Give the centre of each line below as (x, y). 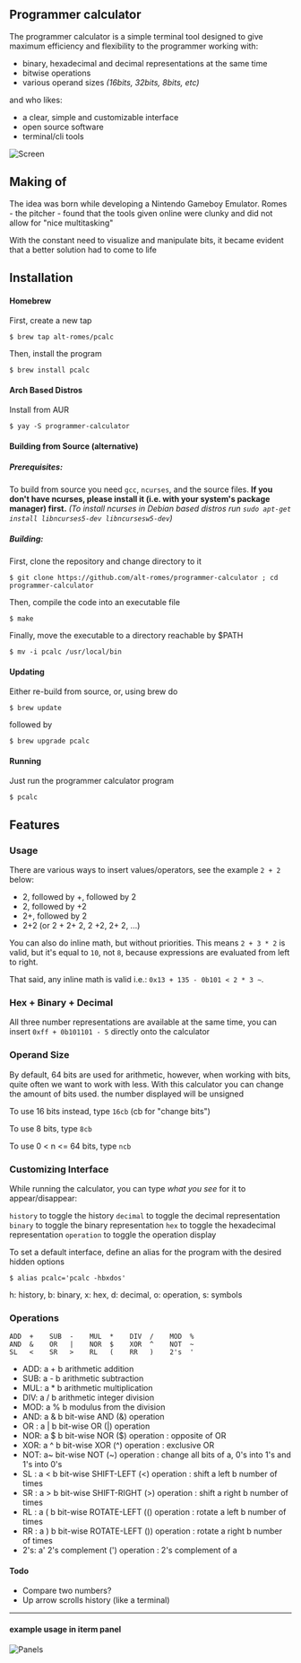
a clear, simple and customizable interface (100, 117)
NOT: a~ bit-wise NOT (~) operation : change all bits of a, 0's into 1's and (156, 1455)
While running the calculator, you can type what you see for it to (128, 1188)
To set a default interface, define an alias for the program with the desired (146, 1252)
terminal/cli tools (53, 136)
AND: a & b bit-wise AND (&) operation (93, 1417)
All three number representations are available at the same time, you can (143, 1022)
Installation (41, 278)
